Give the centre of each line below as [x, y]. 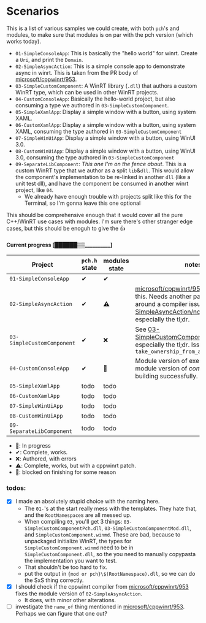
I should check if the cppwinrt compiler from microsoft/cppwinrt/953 [102, 586]
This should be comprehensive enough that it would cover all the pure [95, 215]
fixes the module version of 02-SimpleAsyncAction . [79, 594]
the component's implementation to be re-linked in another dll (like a [103, 177]
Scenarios [33, 11]
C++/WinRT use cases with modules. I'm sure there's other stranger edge [100, 221]
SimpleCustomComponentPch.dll [63, 529]
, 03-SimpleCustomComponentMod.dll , [146, 528]
